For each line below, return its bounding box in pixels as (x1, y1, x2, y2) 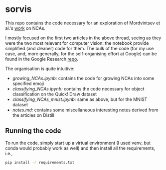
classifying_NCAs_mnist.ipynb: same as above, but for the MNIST (12, 96, 148, 102)
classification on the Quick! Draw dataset (12, 91, 97, 97)
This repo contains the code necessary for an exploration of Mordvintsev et (5, 20, 161, 26)
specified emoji (12, 81, 44, 86)
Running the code (5, 127, 61, 135)
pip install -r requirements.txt (5, 160, 75, 165)
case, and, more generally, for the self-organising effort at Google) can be (5, 51, 157, 57)
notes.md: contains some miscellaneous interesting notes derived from (12, 107, 159, 113)
